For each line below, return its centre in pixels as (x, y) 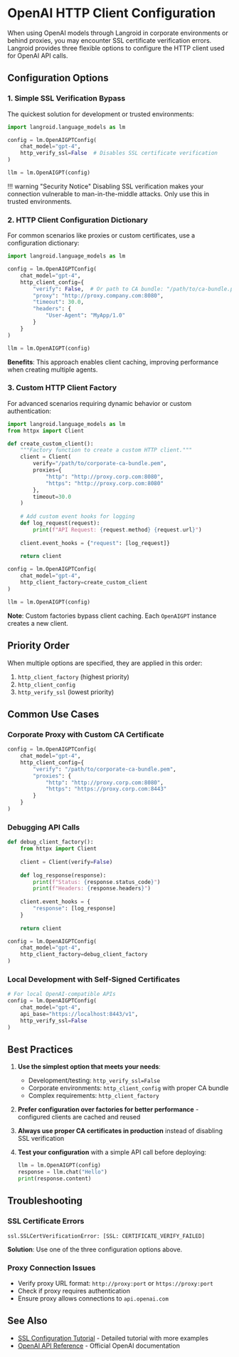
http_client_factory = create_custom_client (84, 583)
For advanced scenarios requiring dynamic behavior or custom (100, 403)
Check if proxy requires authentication (74, 1291)
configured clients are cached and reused (79, 1117)
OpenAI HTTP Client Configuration (111, 13)
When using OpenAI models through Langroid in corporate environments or (118, 33)
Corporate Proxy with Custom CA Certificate (86, 734)
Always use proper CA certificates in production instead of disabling (120, 1131)
